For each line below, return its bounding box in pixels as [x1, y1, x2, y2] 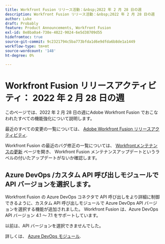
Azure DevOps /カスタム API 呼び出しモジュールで [5, 171, 159, 179]
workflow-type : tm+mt [5, 44, 50, 49]
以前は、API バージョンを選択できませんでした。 [5, 223, 103, 229]
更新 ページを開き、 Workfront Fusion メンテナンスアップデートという [13, 149, 156, 155]
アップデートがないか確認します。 [31, 155, 100, 161]
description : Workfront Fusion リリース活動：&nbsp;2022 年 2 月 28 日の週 [5, 12, 155, 17]
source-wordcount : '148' [5, 48, 56, 53]
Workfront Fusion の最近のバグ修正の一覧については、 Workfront [5, 143, 136, 149]
